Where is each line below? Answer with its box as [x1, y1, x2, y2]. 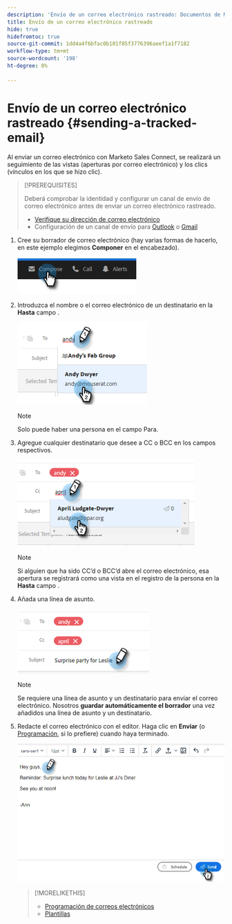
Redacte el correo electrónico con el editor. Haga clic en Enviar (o [17, 722, 205, 730]
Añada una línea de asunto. [17, 594, 95, 603]
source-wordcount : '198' [7, 55, 79, 62]
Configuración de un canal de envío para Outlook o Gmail [34, 222, 198, 231]
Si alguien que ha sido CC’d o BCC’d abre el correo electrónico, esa [17, 567, 209, 575]
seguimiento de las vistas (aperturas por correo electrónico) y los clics [7, 160, 209, 168]
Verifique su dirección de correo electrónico [34, 215, 160, 223]
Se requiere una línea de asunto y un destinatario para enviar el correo [17, 693, 218, 702]
